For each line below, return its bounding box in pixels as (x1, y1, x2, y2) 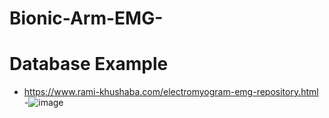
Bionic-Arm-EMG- (9, 7, 164, 30)
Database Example (9, 53, 169, 76)
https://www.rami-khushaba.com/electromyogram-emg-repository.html (23, 86, 319, 98)
